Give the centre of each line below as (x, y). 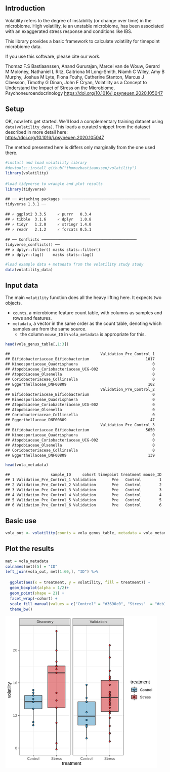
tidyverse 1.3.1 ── (26, 204)
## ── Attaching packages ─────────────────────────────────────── (78, 199)
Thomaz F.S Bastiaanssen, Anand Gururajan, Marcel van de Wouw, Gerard (83, 66)
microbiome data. (24, 46)
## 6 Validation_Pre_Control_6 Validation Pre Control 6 (83, 505)
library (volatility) (27, 173)
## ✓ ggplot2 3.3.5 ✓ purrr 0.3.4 (49, 214)
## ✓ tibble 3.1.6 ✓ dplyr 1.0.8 (49, 219)
